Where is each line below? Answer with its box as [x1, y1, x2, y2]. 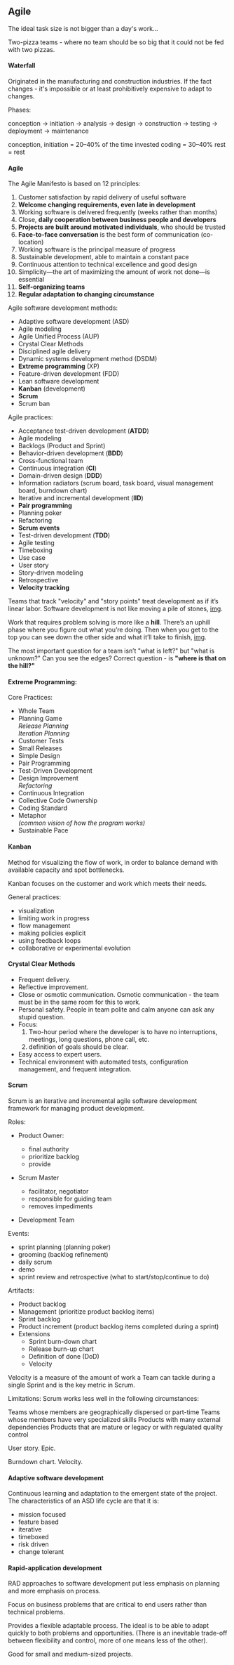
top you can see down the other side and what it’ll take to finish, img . [8, 633, 207, 641]
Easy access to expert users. [18, 1050, 102, 1058]
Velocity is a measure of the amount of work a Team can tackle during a [8, 1373, 216, 1382]
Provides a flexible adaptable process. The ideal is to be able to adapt [8, 1621, 209, 1630]
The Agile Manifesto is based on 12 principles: [8, 179, 141, 188]
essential [18, 275, 45, 284]
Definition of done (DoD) [28, 1352, 100, 1361]
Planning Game [18, 714, 62, 723]
